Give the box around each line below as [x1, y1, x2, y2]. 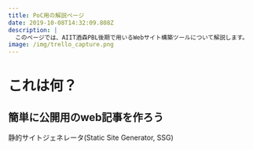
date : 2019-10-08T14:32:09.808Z [8, 19, 114, 27]
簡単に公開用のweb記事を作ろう [8, 111, 164, 124]
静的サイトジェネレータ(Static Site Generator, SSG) [8, 133, 174, 142]
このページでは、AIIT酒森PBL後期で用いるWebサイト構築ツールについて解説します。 [15, 33, 249, 42]
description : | [8, 26, 58, 34]
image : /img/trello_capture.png [8, 41, 114, 49]
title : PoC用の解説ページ [8, 11, 85, 20]
